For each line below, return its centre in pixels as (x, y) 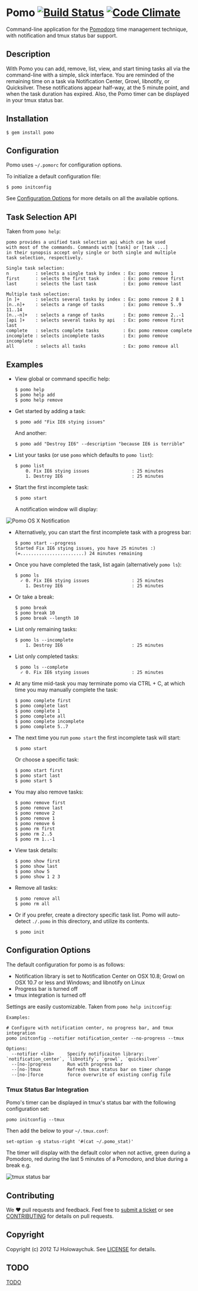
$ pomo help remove (39, 400)
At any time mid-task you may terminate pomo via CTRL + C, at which (100, 683)
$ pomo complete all (40, 716)
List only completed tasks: (47, 656)
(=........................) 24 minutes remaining (79, 553)
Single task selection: (36, 268)
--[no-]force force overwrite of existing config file (91, 1075)
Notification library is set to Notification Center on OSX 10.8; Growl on (100, 976)
